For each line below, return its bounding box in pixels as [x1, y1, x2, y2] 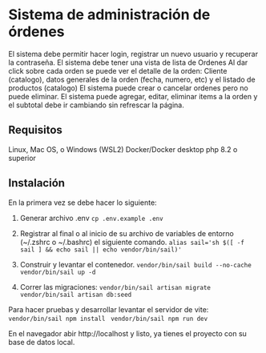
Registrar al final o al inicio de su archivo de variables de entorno [19, 228, 234, 238]
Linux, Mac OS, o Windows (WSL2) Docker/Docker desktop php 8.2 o [8, 144, 238, 154]
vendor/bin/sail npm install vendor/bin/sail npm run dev [8, 315, 208, 323]
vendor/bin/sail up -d [19, 268, 96, 276]
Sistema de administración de [8, 6, 211, 24]
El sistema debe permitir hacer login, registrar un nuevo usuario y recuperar [8, 49, 259, 58]
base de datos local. [8, 337, 75, 347]
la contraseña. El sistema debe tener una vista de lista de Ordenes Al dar [8, 58, 248, 67]
